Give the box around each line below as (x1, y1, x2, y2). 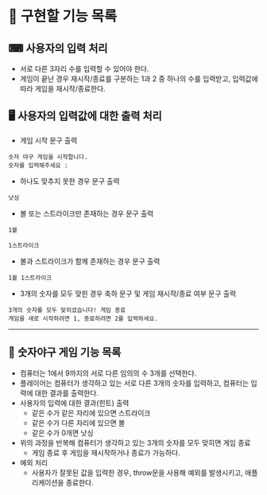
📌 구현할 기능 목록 (8, 7, 118, 25)
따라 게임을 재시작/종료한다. (19, 84, 106, 93)
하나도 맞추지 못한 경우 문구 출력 (19, 176, 120, 185)
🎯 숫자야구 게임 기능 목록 (8, 345, 122, 359)
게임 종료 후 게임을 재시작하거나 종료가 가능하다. (31, 447, 180, 458)
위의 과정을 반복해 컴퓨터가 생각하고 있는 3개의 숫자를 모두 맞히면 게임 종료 (19, 438, 251, 447)
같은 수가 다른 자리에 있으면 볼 (31, 418, 126, 427)
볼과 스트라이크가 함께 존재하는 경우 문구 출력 (19, 256, 161, 266)
